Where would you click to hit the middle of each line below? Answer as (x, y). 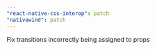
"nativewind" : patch (36, 20)
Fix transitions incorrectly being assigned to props (78, 39)
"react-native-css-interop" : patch (58, 13)
